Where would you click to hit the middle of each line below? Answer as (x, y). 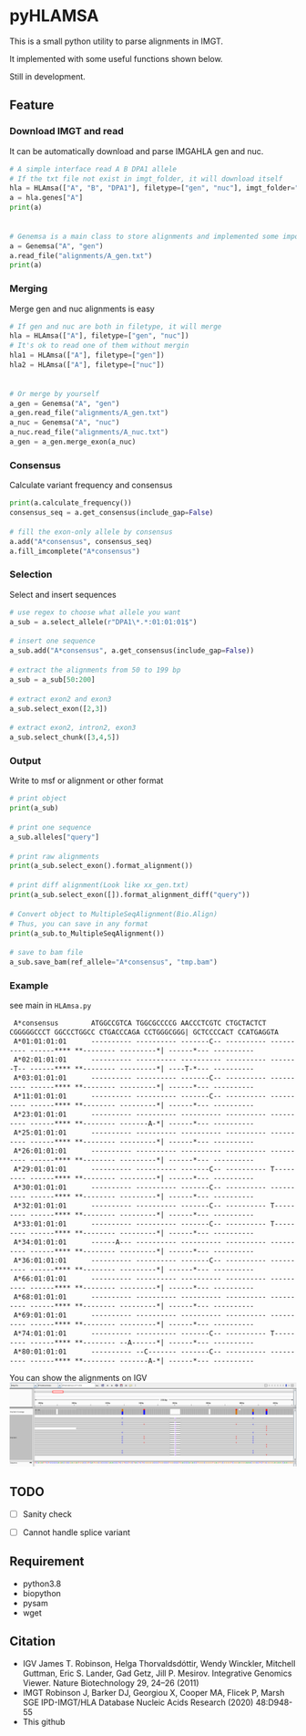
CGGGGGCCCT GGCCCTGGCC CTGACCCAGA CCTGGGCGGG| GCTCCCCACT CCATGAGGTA (144, 1032)
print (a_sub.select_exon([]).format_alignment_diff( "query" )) (130, 895)
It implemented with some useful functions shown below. (116, 58)
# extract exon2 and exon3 (61, 699)
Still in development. (48, 76)
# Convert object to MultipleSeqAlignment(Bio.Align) (114, 914)
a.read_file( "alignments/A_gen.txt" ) (81, 256)
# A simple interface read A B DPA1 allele (93, 169)
